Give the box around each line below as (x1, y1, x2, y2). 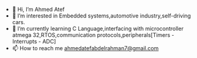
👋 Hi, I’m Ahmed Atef (12, 6, 65, 13)
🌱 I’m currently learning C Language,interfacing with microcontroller (12, 25, 184, 32)
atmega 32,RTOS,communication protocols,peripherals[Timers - (12, 31, 174, 39)
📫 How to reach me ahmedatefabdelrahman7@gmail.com (12, 45, 159, 51)
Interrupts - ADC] (12, 38, 56, 45)
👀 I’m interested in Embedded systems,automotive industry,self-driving (12, 12, 191, 19)
